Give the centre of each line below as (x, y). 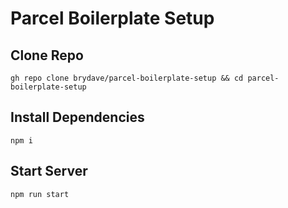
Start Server (49, 171)
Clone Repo (47, 55)
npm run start (40, 194)
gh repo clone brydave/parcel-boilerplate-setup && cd (127, 78)
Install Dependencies (77, 117)
